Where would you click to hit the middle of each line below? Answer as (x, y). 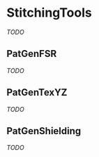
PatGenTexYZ (37, 93)
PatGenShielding (44, 131)
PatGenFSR (32, 54)
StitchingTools (49, 13)
